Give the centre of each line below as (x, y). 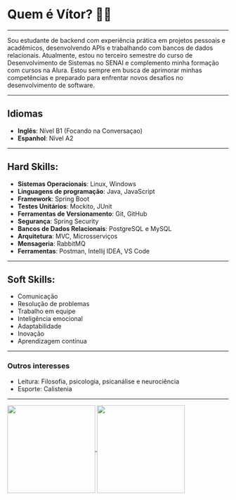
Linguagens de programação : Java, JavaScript (86, 191)
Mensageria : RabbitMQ (51, 243)
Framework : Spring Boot (53, 199)
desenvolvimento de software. (51, 85)
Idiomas (25, 114)
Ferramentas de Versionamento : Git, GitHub (82, 213)
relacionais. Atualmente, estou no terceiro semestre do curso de (100, 55)
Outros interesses (39, 366)
